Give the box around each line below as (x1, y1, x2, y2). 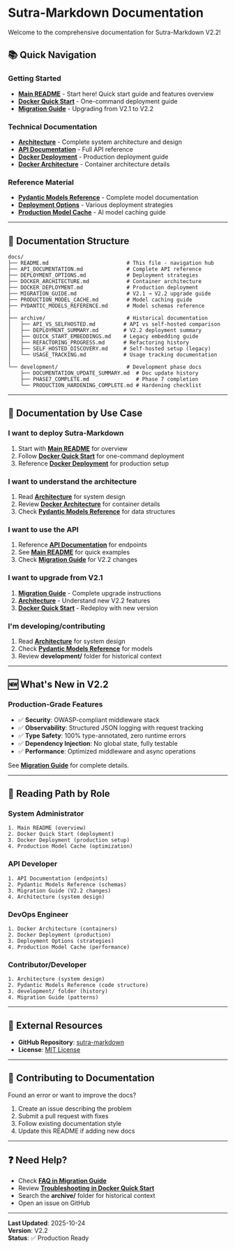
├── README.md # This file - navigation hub (8, 260, 215, 267)
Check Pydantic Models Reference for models (17, 644, 153, 653)
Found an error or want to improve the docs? (8, 1090, 137, 1099)
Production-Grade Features (8, 700, 103, 709)
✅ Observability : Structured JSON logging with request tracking (17, 723, 204, 732)
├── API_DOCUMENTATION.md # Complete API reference (8, 266, 202, 273)
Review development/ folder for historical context (17, 651, 162, 660)
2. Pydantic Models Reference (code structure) (8, 982, 149, 989)
